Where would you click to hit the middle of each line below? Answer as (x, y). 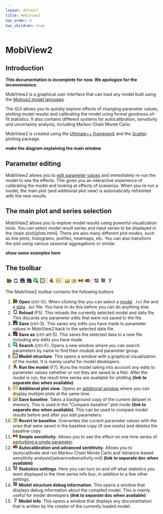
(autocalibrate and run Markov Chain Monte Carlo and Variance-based (83, 453)
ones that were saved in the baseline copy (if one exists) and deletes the (85, 426)
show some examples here (33, 253)
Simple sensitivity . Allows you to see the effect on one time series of (88, 436)
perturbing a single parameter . (43, 442)
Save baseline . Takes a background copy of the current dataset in (85, 399)
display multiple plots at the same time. (52, 394)
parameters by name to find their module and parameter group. (76, 350)
